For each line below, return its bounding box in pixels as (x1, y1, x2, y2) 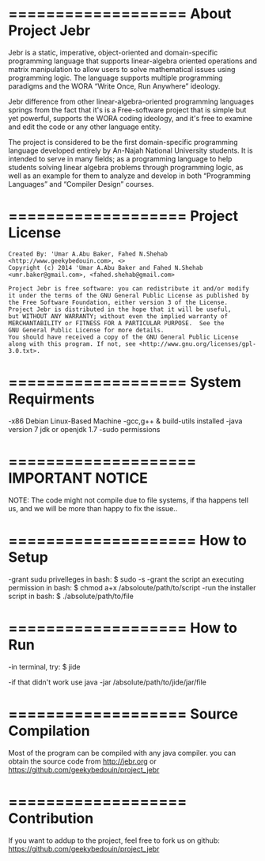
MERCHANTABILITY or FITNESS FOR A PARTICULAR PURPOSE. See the (8, 319, 225, 327)
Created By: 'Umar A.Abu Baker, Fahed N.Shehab (8, 250, 168, 258)
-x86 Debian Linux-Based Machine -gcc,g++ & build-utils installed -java (8, 416, 243, 426)
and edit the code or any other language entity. (8, 122, 161, 131)
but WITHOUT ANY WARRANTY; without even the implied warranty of (8, 312, 228, 321)
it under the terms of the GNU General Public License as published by (8, 291, 249, 299)
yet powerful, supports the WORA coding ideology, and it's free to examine (8, 113, 253, 123)
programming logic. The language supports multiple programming (8, 73, 223, 82)
